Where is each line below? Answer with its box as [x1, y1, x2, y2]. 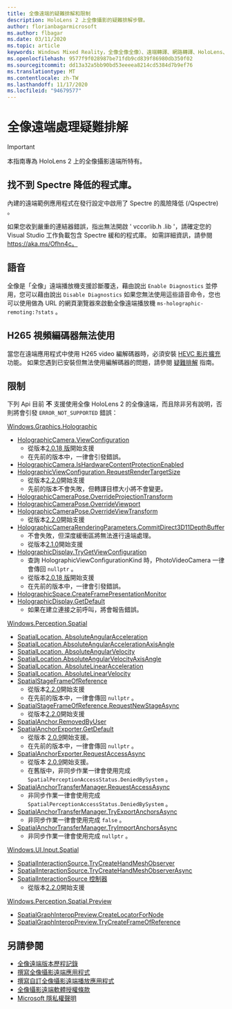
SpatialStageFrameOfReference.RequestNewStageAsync [17, 702, 180, 710]
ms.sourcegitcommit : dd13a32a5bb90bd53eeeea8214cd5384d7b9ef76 [7, 62, 193, 69]
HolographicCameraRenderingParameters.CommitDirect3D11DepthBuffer [17, 524, 225, 532]
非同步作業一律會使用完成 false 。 [27, 816, 126, 824]
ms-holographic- [157, 300, 204, 307]
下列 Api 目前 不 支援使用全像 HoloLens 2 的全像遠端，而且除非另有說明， [7, 400, 217, 409]
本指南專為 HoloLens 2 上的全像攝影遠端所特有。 [7, 157, 146, 166]
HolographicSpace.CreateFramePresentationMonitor [17, 590, 167, 598]
